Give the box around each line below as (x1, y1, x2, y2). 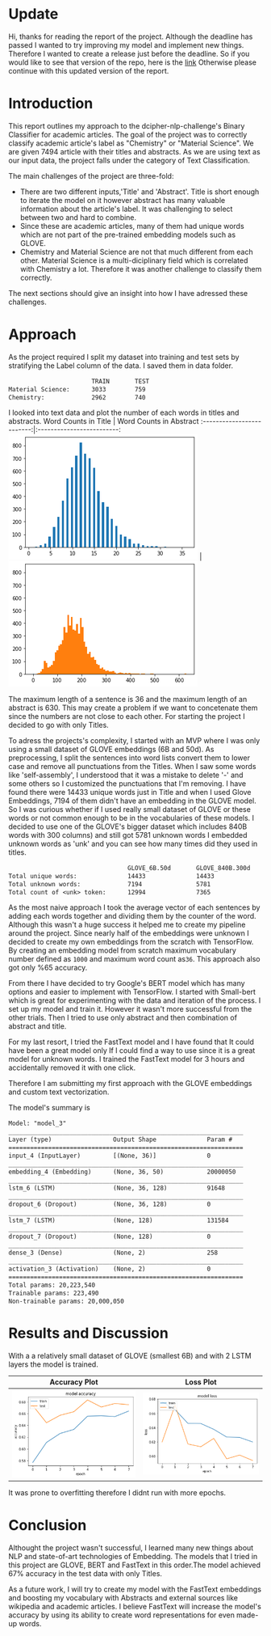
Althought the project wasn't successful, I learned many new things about (8, 1542, 254, 1553)
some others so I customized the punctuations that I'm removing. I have (8, 778, 247, 788)
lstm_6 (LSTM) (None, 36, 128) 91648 (8, 1184, 226, 1192)
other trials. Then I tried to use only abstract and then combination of (8, 1012, 238, 1022)
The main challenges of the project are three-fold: (8, 171, 174, 180)
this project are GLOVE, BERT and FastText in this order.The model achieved (8, 1560, 261, 1570)
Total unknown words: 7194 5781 (8, 880, 211, 888)
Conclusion (8, 1516, 87, 1535)
